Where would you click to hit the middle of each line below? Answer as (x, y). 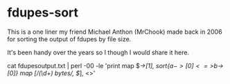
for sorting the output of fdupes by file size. (69, 39)
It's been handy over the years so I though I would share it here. (98, 52)
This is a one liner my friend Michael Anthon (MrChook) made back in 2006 (115, 32)
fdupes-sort (43, 13)
